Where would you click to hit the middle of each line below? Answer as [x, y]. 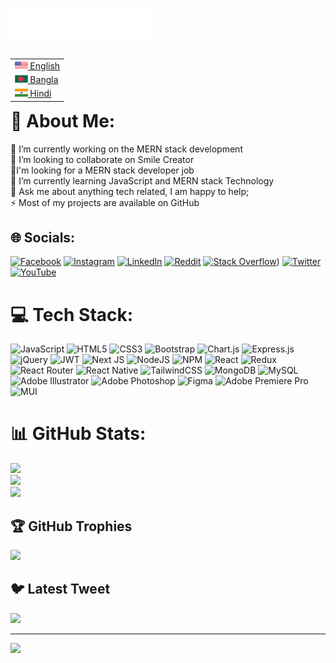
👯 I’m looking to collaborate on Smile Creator [102, 159]
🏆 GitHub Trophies [71, 526]
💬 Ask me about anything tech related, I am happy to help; [130, 191]
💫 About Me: [63, 120]
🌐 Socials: [43, 237]
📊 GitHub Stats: [78, 434]
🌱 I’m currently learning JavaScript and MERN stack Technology [142, 180]
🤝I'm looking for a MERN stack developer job [102, 170]
